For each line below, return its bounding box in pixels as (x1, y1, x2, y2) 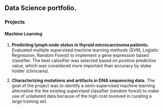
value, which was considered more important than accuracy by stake (11, 62, 152, 68)
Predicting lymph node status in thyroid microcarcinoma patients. (11, 42, 149, 48)
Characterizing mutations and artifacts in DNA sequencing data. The (11, 77, 155, 83)
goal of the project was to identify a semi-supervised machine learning (11, 82, 155, 88)
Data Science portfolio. (4, 4, 77, 12)
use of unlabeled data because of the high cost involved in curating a (11, 93, 152, 99)
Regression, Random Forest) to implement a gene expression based (11, 52, 149, 58)
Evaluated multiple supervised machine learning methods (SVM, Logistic (11, 47, 159, 53)
